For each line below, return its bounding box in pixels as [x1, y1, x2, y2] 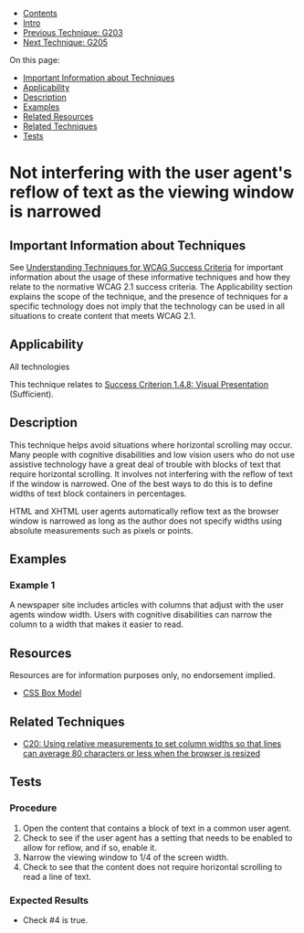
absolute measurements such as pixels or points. [9, 525, 194, 535]
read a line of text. [22, 871, 91, 882]
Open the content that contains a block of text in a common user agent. [22, 822, 292, 833]
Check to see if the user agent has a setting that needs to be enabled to [22, 832, 293, 843]
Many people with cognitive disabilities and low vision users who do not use [9, 449, 295, 460]
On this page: [9, 55, 60, 65]
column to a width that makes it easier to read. [9, 619, 184, 630]
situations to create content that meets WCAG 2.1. [9, 311, 196, 321]
